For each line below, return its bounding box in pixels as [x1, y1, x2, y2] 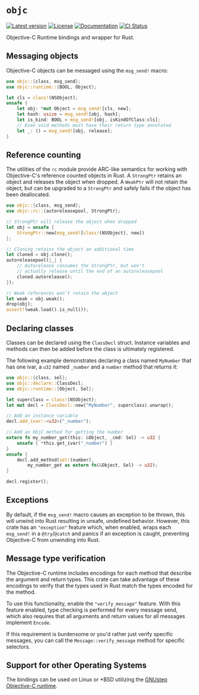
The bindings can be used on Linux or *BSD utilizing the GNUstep [6, 676, 168, 683]
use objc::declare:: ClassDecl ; [6, 380, 84, 386]
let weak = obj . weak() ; [6, 295, 65, 302]
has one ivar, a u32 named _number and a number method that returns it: [6, 363, 178, 370]
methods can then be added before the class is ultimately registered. [6, 345, 175, 353]
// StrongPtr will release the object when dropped [6, 219, 137, 225]
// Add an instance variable [6, 413, 78, 419]
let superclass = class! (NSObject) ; [6, 397, 97, 403]
